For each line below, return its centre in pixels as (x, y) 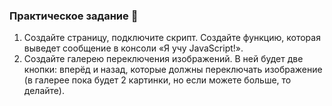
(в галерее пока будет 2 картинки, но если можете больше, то (157, 80)
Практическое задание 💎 (74, 16)
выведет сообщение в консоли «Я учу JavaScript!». (133, 48)
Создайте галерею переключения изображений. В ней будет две (163, 59)
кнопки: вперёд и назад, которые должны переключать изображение (173, 70)
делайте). (44, 91)
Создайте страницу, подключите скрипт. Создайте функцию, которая (172, 38)
